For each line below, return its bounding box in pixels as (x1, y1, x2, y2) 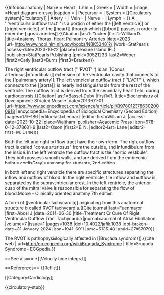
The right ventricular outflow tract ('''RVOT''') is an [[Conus (5, 66, 125, 72)
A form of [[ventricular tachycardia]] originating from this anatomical (5, 200, 143, 205)
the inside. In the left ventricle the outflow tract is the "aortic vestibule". (5, 149, 149, 155)
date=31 (5, 226, 22, 231)
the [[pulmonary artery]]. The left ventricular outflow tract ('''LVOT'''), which (5, 77, 159, 83)
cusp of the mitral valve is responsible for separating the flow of (5, 185, 135, 191)
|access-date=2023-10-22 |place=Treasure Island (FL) (5, 47, 116, 52)
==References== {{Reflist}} (5, 265, 61, 271)
